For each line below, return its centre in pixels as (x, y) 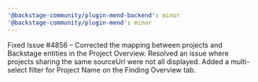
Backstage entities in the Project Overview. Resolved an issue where (118, 53)
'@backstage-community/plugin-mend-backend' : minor (94, 15)
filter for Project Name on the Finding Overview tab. (112, 70)
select (17, 70)
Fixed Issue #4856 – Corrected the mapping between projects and (115, 45)
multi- (240, 61)
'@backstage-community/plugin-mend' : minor (80, 23)
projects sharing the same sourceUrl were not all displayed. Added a (118, 61)
